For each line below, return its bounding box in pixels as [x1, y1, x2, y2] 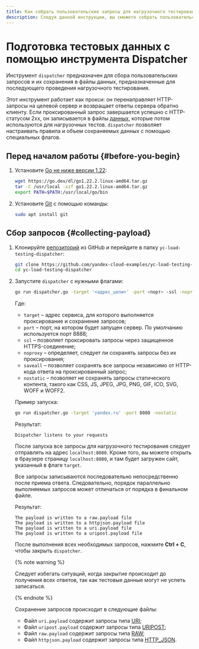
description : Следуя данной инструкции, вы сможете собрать [6, 14, 158, 20]
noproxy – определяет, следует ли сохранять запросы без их [23, 349, 176, 357]
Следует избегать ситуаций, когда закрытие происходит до [14, 570, 166, 577]
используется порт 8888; [23, 330, 88, 338]
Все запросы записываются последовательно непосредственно [14, 473, 179, 481]
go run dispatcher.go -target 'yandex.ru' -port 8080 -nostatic [14, 410, 177, 416]
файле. [14, 492, 33, 499]
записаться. [14, 583, 46, 590]
